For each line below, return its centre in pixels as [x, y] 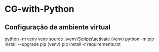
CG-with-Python [40, 9]
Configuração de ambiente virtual [58, 27]
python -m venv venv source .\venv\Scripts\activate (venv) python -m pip [79, 39]
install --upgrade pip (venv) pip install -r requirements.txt [63, 44]
